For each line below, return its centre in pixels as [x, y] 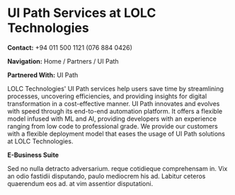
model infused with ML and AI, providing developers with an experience [112, 119]
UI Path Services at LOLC [82, 13]
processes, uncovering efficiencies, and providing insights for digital [107, 96]
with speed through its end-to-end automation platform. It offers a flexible [115, 111]
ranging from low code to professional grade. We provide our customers [113, 126]
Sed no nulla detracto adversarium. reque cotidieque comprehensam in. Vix [117, 168]
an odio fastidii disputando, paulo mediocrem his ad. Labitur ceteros [107, 176]
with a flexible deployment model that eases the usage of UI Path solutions [116, 134]
